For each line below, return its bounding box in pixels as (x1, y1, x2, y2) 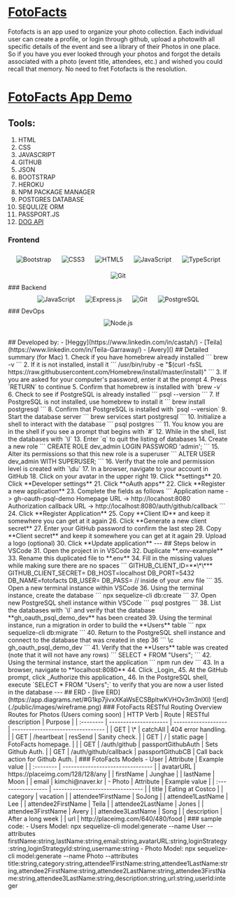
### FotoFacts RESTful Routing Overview (103, 703, 222, 711)
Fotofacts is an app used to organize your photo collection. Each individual (8, 27, 223, 36)
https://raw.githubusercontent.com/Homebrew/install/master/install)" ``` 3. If (8, 368, 227, 376)
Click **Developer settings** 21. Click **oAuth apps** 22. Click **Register (8, 479, 226, 488)
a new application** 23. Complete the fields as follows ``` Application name (8, 487, 225, 495)
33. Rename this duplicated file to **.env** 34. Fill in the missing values (8, 554, 213, 563)
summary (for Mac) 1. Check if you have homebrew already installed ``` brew (8, 353, 228, 362)
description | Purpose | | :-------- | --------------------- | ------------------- (8, 718, 228, 726)
